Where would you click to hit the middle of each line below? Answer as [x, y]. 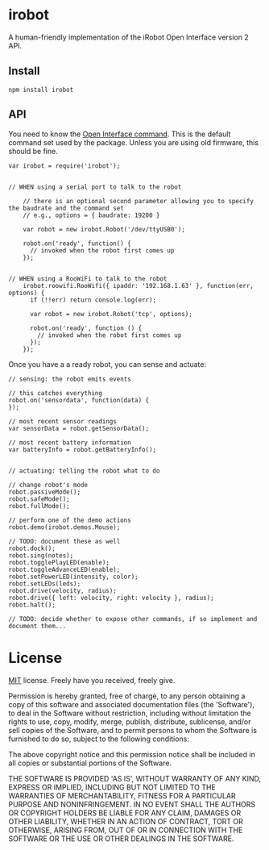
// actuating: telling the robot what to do [84, 471]
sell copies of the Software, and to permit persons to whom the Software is [133, 730]
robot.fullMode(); [39, 506]
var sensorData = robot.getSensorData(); [79, 428]
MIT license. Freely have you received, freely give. [92, 680]
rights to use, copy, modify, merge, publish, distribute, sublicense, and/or [130, 721]
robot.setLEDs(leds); [45, 583]
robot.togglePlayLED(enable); [59, 562]
